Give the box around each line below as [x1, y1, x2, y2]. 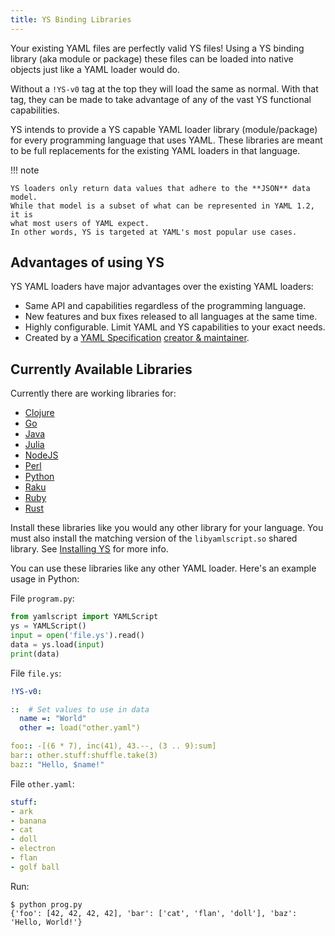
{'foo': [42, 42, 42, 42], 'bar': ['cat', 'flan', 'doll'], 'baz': [10, 908, 298, 918]
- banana [10, 816, 47, 826]
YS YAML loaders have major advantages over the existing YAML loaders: [10, 281, 314, 293]
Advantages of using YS [10, 254, 165, 271]
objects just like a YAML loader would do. [10, 63, 181, 75]
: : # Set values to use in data [10, 704, 150, 715]
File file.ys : [10, 667, 62, 679]
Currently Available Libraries [10, 361, 193, 378]
